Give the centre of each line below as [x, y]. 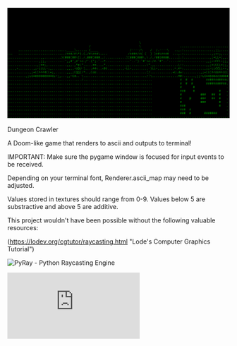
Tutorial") [21, 249]
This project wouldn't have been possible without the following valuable [111, 220]
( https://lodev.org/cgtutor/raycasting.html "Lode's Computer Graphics [109, 241]
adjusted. [21, 186]
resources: [23, 228]
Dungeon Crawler [33, 130]
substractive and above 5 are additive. [63, 207]
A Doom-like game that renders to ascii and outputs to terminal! [99, 143]
